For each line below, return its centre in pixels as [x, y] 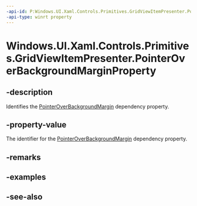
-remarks [23, 157]
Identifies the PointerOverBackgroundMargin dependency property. [88, 107]
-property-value [36, 124]
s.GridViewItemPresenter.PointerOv [96, 58]
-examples [26, 177]
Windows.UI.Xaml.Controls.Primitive [98, 46]
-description [29, 92]
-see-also [24, 197]
